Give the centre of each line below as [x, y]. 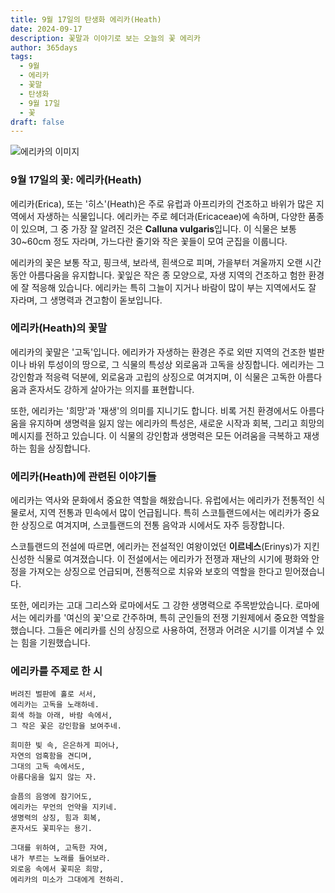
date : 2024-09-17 [46, 29]
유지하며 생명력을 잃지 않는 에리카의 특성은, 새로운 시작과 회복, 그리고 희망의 [176, 423]
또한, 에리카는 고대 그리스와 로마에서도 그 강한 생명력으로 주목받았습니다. [151, 605]
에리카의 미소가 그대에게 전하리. [67, 880]
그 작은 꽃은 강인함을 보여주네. [66, 726]
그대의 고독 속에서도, [48, 767]
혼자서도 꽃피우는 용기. [51, 829]
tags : [21, 57]
